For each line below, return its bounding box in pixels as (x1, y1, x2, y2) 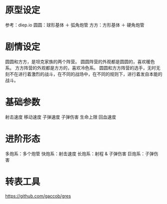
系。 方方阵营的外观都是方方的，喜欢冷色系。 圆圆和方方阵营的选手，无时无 (5, 65, 161, 71)
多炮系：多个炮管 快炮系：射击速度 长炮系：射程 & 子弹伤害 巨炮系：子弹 (5, 150, 154, 157)
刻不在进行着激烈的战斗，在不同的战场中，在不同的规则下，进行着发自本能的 (5, 71, 163, 77)
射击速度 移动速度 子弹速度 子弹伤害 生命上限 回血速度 (5, 114, 116, 120)
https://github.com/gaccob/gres (5, 193, 71, 199)
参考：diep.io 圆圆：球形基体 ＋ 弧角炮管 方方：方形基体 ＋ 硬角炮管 (5, 22, 145, 28)
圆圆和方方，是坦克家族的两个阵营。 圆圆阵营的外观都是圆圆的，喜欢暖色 (5, 58, 155, 65)
